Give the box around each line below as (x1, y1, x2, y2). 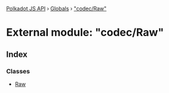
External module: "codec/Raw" (6, 26, 164, 39)
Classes (6, 67, 30, 75)
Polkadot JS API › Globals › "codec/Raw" (6, 5, 107, 12)
